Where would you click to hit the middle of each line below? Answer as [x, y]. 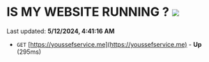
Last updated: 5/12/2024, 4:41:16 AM [61, 31]
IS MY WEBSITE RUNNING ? [88, 12]
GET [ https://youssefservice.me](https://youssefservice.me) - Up [109, 44]
